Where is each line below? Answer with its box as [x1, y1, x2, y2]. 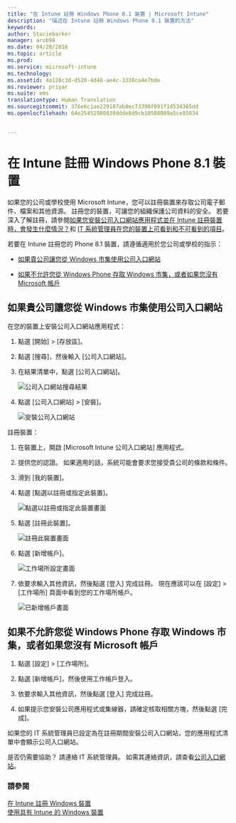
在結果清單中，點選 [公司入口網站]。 [17, 367, 124, 376]
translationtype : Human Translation [7, 97, 116, 104]
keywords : [7, 23, 37, 31]
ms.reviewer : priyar [7, 83, 69, 90]
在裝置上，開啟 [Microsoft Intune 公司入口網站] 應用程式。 [17, 443, 188, 451]
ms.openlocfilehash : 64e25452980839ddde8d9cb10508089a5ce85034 [7, 110, 199, 117]
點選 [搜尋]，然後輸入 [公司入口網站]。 [17, 352, 131, 360]
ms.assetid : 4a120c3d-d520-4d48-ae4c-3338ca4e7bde [7, 76, 161, 84]
